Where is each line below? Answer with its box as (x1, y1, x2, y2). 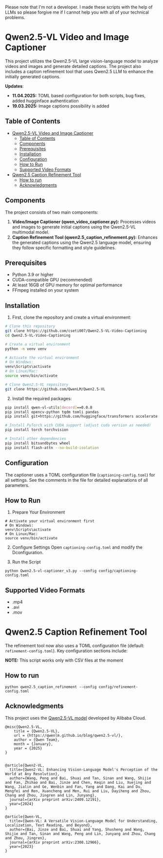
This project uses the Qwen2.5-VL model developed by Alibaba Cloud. (5, 715, 146, 721)
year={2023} (9, 844, 34, 849)
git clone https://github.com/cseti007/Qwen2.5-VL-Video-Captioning (5, 328, 147, 334)
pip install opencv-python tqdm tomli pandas (5, 409, 99, 414)
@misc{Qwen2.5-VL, (5, 724, 42, 729)
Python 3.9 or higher (12, 272, 54, 278)
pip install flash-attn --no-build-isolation (5, 445, 99, 450)
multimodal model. (12, 229, 50, 235)
